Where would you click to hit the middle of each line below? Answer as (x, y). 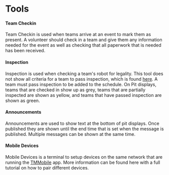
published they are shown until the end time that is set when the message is (84, 129)
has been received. (25, 51)
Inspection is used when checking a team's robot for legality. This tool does (84, 74)
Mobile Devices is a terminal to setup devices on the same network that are (84, 157)
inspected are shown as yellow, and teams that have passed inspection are (83, 95)
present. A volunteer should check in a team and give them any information (84, 40)
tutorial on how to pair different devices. (47, 168)
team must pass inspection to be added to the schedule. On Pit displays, (81, 84)
